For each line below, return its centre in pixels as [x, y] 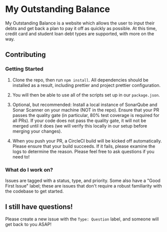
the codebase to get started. [34, 191]
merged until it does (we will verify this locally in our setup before [80, 125]
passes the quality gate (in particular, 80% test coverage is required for [86, 115]
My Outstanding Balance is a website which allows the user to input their [80, 23]
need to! [21, 156]
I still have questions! [39, 207]
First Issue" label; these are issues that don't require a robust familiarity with [84, 185]
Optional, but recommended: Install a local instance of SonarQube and [85, 104]
